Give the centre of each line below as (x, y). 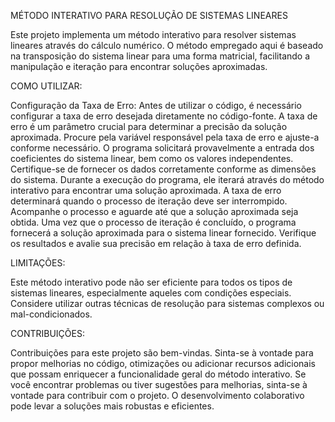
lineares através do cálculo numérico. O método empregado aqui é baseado (167, 45)
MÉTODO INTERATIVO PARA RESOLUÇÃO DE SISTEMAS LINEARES (149, 15)
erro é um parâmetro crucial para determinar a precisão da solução (149, 126)
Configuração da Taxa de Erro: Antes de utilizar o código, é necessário (156, 105)
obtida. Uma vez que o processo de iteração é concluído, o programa (153, 222)
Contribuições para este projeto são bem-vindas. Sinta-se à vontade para (162, 353)
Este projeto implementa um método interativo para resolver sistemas (153, 34)
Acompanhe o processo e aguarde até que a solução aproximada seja (154, 211)
